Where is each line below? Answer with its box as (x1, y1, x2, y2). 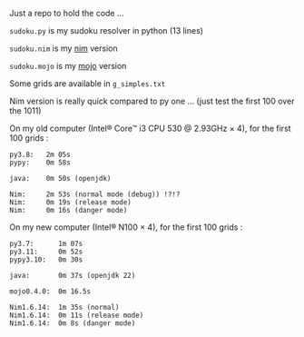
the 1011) (9, 105, 42, 116)
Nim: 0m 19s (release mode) (9, 198, 132, 207)
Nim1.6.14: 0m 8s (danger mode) (9, 319, 136, 328)
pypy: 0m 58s (9, 158, 71, 167)
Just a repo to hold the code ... (9, 8, 124, 18)
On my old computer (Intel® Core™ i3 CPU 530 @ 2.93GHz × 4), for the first (9, 123, 292, 134)
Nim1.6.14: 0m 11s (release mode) (9, 311, 144, 320)
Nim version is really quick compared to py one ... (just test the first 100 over (9, 95, 295, 106)
